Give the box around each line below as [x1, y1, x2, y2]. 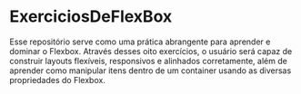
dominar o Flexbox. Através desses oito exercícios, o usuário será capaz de [9, 45, 293, 56]
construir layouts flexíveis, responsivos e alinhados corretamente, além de [9, 55, 288, 66]
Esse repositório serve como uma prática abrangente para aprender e [9, 36, 271, 47]
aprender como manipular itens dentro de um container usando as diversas [9, 65, 292, 76]
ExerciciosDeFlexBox [9, 6, 173, 27]
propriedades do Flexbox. [9, 74, 106, 85]
